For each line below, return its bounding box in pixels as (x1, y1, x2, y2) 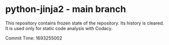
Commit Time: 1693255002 (5, 35, 62, 41)
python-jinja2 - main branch (5, 3, 126, 15)
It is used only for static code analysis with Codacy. (5, 25, 113, 31)
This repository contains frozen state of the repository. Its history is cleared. (5, 20, 164, 26)
